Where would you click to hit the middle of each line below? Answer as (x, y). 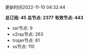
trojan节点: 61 (26, 40)
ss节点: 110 (23, 46)
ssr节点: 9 (22, 28)
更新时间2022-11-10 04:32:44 (35, 7)
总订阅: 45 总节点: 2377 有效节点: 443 (44, 18)
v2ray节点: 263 (28, 34)
